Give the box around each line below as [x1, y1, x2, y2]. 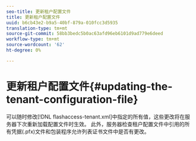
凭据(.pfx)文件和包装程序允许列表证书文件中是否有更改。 [11, 128, 150, 135]
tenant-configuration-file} [6, 92, 138, 106]
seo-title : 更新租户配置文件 [6, 8, 71, 15]
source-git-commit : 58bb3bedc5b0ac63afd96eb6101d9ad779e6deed [6, 31, 163, 37]
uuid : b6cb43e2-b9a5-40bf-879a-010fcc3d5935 [6, 20, 118, 25]
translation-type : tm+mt [6, 25, 68, 31]
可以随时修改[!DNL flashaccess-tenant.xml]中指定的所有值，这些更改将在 [6, 113, 185, 120]
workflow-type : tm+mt [6, 36, 60, 42]
